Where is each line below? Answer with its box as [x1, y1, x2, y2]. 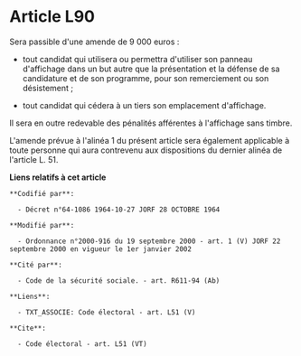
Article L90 [9, 6, 95, 27]
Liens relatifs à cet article [9, 172, 107, 183]
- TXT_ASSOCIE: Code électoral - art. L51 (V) [17, 307, 196, 317]
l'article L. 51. [9, 154, 59, 164]
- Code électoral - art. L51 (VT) [17, 339, 147, 349]
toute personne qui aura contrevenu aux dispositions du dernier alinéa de [9, 145, 283, 155]
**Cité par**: [9, 260, 63, 269]
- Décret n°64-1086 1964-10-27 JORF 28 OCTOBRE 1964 [17, 205, 221, 214]
